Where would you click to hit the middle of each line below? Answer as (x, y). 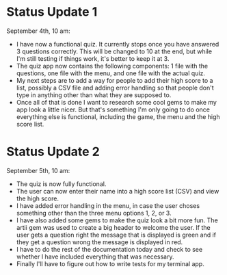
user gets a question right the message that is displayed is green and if (116, 235)
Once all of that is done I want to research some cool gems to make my (116, 102)
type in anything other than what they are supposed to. (94, 95)
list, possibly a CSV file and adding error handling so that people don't (115, 88)
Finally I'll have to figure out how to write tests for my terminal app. (110, 263)
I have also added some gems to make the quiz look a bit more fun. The (117, 220)
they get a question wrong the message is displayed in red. (99, 242)
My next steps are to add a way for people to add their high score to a (115, 80)
